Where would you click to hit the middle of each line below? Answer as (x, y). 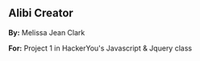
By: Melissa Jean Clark (47, 32)
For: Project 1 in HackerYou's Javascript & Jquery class (100, 48)
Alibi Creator (41, 13)
